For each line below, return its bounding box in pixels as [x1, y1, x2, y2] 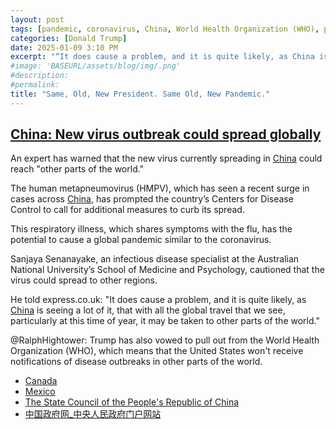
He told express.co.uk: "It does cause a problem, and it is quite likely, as [10, 294, 307, 306]
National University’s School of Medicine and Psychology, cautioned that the [10, 264, 325, 276]
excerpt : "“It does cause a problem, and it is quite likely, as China [10, 52, 315, 62]
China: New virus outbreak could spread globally [10, 126, 322, 143]
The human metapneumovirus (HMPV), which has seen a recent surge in [10, 182, 310, 195]
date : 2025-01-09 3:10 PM [10, 42, 118, 53]
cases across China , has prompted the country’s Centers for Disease [10, 193, 294, 205]
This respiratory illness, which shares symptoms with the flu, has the [10, 223, 293, 235]
